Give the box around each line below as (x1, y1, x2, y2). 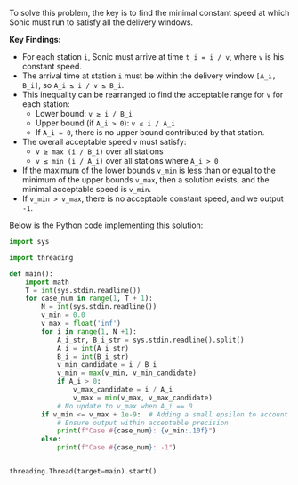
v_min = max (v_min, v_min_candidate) (56, 368, 197, 377)
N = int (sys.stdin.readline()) (41, 303, 157, 311)
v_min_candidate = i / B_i (56, 360, 157, 369)
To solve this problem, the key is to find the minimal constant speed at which (9, 8, 290, 18)
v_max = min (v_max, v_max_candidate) (72, 393, 213, 402)
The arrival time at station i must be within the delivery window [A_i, (21, 70, 277, 81)
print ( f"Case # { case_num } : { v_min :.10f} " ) (56, 426, 217, 435)
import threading (9, 253, 74, 262)
